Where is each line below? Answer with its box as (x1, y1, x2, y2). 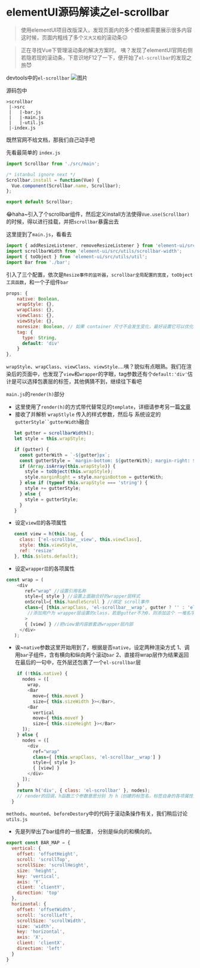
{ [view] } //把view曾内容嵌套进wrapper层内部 (24, 621, 133, 627)
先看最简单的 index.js (6, 149, 61, 156)
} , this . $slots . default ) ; (14, 553, 79, 559)
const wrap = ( (6, 577, 44, 583)
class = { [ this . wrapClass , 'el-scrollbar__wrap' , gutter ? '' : (24, 605, 185, 611)
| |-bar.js (8, 109, 42, 115)
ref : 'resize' (19, 548, 55, 554)
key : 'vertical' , (17, 873, 60, 879)
